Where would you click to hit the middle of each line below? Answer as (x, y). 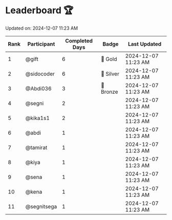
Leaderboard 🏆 (39, 11)
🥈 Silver (110, 74)
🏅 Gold (109, 59)
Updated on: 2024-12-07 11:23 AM (42, 28)
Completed (79, 41)
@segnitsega (41, 206)
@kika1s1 (38, 118)
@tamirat (36, 147)
